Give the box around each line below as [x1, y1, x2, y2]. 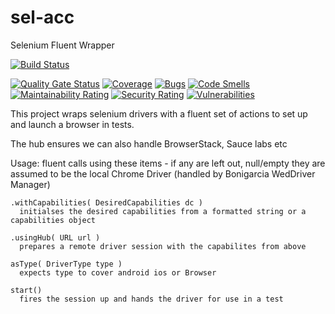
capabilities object [10, 215, 97, 225]
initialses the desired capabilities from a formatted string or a [19, 206, 307, 216]
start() [10, 285, 43, 295]
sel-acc [10, 6, 75, 29]
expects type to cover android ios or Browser [19, 267, 217, 278]
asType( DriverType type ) [10, 259, 123, 269]
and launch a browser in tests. [10, 118, 135, 130]
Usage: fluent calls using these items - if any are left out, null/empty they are [10, 157, 326, 169]
